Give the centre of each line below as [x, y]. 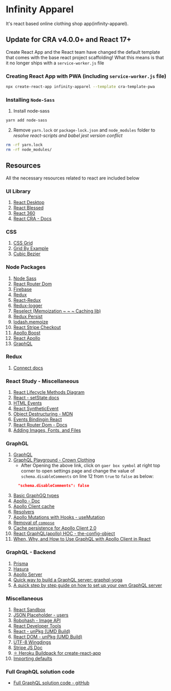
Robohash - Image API [37, 620]
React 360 [24, 213]
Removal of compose [34, 523]
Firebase [23, 289]
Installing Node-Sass [30, 100]
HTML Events [28, 403]
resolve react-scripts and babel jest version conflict [68, 136]
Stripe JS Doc [28, 648]
